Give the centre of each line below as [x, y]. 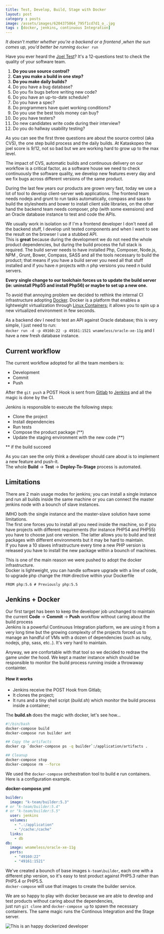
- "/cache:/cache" [33, 829]
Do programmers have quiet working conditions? [62, 108]
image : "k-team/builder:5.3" [40, 802]
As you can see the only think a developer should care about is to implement [82, 456]
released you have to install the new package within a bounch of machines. [81, 550]
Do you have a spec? [34, 102]
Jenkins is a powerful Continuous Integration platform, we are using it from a [83, 627]
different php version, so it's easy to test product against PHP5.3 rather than [82, 876]
